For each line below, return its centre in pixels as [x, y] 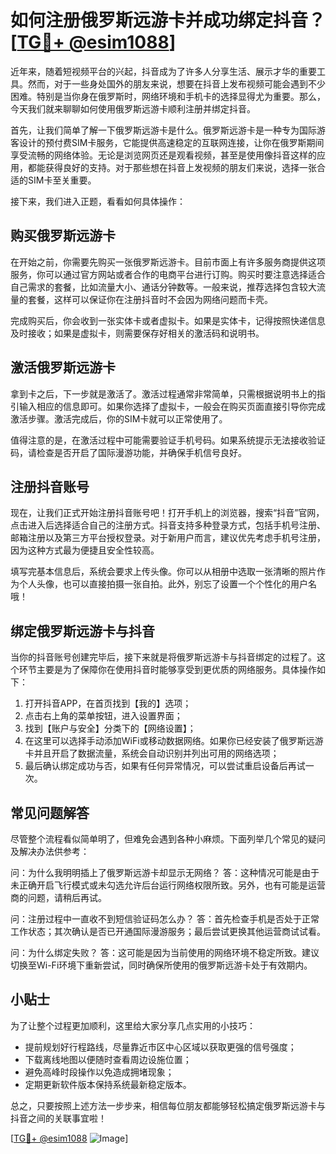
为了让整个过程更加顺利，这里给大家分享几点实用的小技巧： [133, 1025]
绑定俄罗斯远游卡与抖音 [82, 631]
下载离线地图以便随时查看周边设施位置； [108, 1059]
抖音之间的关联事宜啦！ [58, 1118]
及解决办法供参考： [50, 851]
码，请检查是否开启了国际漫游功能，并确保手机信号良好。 [128, 452]
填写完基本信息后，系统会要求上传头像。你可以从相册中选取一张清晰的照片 [163, 572]
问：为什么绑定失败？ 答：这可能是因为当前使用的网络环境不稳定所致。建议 [165, 952]
